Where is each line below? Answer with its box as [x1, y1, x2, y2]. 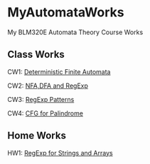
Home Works [7, 130, 66, 142]
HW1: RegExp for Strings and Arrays [7, 148, 113, 157]
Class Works [7, 48, 65, 61]
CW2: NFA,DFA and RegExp [7, 81, 89, 90]
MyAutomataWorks [7, 4, 124, 21]
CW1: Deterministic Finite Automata [7, 67, 111, 76]
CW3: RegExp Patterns [7, 95, 75, 103]
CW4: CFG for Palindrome [7, 108, 84, 118]
